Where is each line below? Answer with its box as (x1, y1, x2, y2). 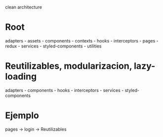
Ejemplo (5, 110, 40, 121)
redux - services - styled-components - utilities (5, 43, 102, 49)
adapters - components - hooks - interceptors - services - (5, 87, 124, 93)
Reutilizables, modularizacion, (5, 60, 132, 72)
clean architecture (5, 4, 42, 10)
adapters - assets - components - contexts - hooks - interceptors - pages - (5, 38, 159, 44)
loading (5, 71, 37, 82)
